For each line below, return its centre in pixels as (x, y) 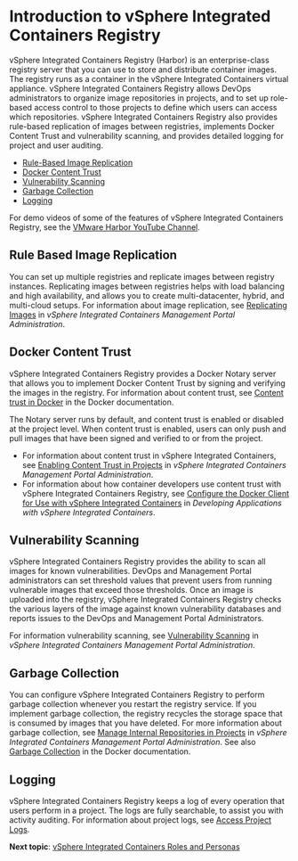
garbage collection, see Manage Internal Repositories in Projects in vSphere (148, 733)
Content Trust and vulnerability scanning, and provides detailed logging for (147, 135)
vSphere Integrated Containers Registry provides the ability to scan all (137, 562)
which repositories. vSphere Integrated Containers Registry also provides (144, 117)
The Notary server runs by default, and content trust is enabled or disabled (147, 419)
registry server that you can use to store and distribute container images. (143, 70)
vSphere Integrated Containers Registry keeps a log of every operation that (147, 801)
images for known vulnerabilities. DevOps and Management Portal (130, 571)
